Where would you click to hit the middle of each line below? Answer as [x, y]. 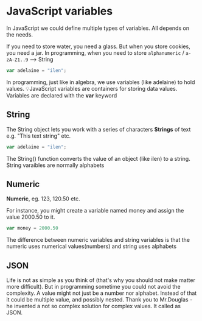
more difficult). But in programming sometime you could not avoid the [93, 287]
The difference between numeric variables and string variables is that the [98, 240]
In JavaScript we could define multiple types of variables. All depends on [98, 28]
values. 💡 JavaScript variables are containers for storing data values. [92, 88]
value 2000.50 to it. [31, 217]
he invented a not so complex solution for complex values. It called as [94, 306]
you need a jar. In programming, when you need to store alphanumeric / [95, 52]
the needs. [20, 34]
